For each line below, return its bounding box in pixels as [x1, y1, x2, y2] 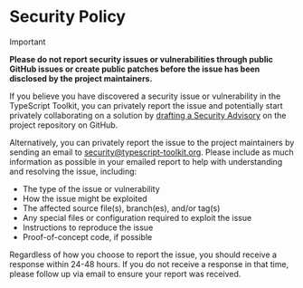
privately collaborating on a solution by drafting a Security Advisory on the [9, 110, 287, 120]
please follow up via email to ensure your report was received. [9, 268, 241, 279]
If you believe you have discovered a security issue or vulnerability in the [9, 91, 281, 101]
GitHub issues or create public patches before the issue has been [9, 63, 260, 74]
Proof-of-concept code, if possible [22, 231, 153, 242]
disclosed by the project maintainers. [9, 72, 153, 83]
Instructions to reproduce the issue [22, 222, 154, 233]
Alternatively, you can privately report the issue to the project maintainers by [9, 137, 295, 148]
